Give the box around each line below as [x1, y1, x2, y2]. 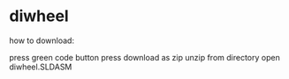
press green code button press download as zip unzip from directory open [9, 52, 280, 62]
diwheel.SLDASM [9, 61, 72, 72]
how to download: [9, 35, 75, 46]
